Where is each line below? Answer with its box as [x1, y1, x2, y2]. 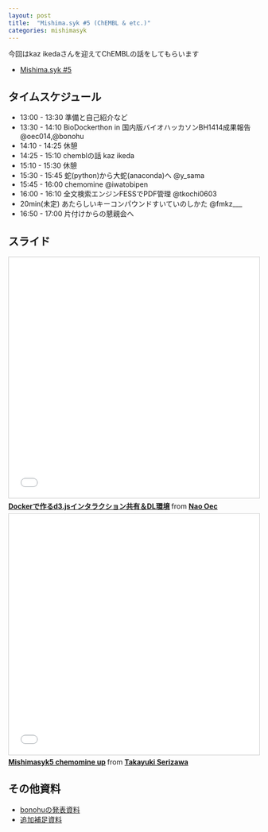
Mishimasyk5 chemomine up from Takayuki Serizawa [8, 757, 188, 767]
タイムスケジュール [8, 90, 102, 103]
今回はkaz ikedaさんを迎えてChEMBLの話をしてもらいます [8, 49, 200, 59]
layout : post [8, 11, 52, 20]
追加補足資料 [19, 815, 62, 824]
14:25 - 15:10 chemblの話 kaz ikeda [19, 151, 135, 161]
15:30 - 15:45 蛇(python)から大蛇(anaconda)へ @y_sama [19, 171, 205, 180]
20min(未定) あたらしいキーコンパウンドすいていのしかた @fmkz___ [19, 199, 243, 209]
